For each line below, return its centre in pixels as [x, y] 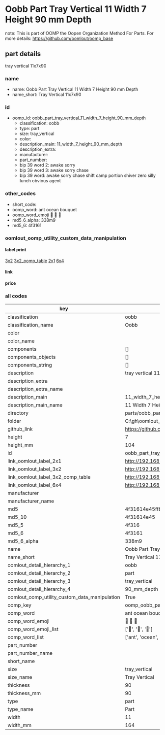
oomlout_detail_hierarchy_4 [39, 589]
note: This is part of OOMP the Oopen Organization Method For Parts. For [79, 33]
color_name [21, 341]
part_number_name [30, 653]
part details [23, 54]
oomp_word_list [26, 637]
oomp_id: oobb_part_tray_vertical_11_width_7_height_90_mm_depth [79, 118]
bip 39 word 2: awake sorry [47, 165]
